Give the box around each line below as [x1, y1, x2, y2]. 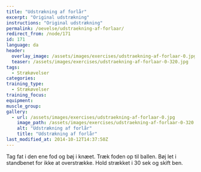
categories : [6, 75, 36, 81]
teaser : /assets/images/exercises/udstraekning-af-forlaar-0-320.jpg [11, 59, 188, 64]
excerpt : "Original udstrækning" [6, 14, 90, 20]
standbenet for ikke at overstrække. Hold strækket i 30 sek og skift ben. [6, 159, 184, 166]
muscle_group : [6, 103, 42, 109]
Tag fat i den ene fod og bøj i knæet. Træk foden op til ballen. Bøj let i [6, 153, 176, 160]
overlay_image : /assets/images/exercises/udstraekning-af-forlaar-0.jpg [11, 53, 197, 59]
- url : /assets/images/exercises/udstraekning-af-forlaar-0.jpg [11, 114, 175, 120]
